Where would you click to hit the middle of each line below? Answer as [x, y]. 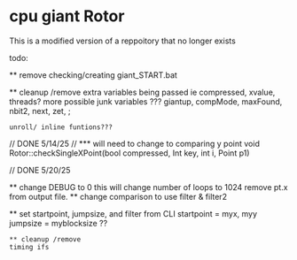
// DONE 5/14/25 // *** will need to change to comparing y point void [134, 143]
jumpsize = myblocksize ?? [59, 223]
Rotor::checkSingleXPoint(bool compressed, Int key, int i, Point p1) [129, 153]
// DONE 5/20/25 [40, 170]
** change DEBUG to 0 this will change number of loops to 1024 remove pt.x [148, 187]
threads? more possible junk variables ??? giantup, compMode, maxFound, [146, 101]
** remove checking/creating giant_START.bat [93, 75]
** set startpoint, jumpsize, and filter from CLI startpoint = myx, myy [133, 213]
